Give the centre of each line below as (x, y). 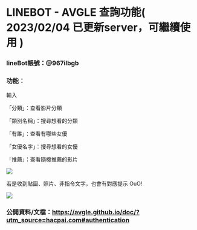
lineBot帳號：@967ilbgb (43, 63)
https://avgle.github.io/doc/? (96, 212)
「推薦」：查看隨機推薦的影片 (42, 159)
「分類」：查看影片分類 (34, 108)
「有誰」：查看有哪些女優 (37, 134)
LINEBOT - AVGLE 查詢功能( (76, 12)
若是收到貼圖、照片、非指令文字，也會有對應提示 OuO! (74, 184)
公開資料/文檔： (29, 212)
